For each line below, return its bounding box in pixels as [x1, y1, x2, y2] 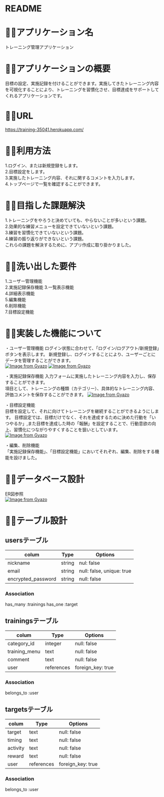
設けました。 [13, 455, 40, 460]
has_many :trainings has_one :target [5, 601, 78, 607]
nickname [7, 559, 30, 566]
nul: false [79, 559, 100, 566]
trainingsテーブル [5, 617, 59, 625]
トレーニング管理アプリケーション [5, 44, 74, 50]
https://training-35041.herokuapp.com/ [5, 126, 84, 132]
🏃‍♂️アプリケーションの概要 [5, 63, 111, 74]
